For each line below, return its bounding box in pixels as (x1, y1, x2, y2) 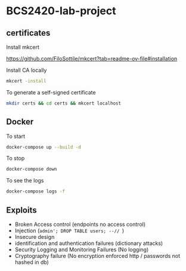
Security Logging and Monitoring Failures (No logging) (14, 246, 149, 253)
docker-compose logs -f (6, 188, 66, 194)
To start (6, 133, 26, 140)
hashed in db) (14, 259, 49, 266)
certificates (6, 28, 51, 38)
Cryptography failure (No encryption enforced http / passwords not (14, 253, 181, 259)
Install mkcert (6, 43, 40, 51)
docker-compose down (6, 166, 58, 172)
